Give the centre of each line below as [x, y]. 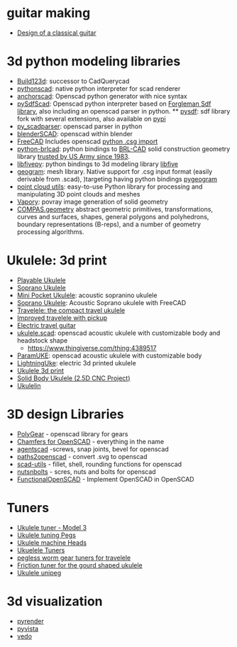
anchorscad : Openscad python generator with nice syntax [102, 96]
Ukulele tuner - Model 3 [51, 527]
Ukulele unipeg [39, 573]
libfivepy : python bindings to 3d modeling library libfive [98, 164]
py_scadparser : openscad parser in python [79, 126]
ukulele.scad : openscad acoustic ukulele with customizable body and [118, 333]
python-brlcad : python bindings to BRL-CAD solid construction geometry [123, 149]
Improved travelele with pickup [62, 318]
